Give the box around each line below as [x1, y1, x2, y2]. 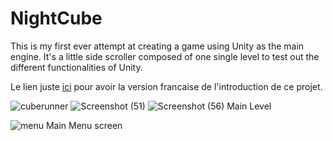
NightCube [10, 7, 103, 30]
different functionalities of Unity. [10, 61, 143, 73]
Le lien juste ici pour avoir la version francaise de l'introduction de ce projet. [10, 80, 323, 92]
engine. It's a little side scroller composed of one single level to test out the [10, 50, 320, 62]
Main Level [226, 100, 272, 112]
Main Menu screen [45, 119, 123, 131]
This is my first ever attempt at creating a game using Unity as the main [10, 40, 305, 52]
